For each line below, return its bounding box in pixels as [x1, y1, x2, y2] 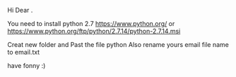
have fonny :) [7, 62, 46, 69]
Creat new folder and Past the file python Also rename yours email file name [7, 41, 230, 48]
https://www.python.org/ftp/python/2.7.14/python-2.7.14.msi [7, 27, 181, 35]
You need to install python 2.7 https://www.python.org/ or [7, 20, 175, 27]
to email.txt [7, 48, 40, 56]
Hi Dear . [7, 6, 33, 14]
